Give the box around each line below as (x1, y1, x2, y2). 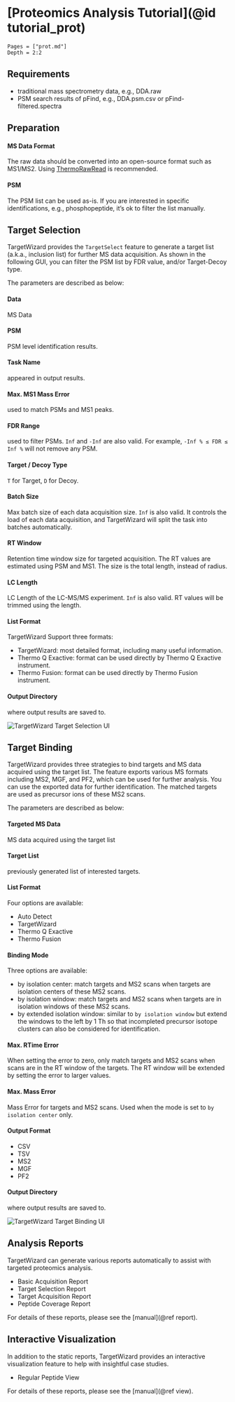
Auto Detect (17, 912, 52, 921)
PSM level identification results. (7, 342, 98, 350)
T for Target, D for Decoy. (7, 476, 79, 485)
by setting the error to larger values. (7, 1071, 111, 1080)
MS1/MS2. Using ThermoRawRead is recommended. (7, 165, 159, 173)
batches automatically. (7, 523, 72, 531)
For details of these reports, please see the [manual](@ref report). (7, 1313, 198, 1321)
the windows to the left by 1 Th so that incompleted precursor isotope (17, 1017, 218, 1026)
